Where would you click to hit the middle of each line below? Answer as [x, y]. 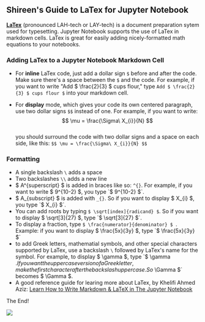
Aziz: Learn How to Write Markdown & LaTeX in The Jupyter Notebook [104, 289]
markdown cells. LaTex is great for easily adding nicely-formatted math [96, 38]
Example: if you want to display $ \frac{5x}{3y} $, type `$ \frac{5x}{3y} [105, 231]
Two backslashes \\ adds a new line [61, 179]
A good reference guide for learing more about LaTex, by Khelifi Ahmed [105, 283]
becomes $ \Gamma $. [44, 276]
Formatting [23, 159]
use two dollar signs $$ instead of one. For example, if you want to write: [106, 111]
